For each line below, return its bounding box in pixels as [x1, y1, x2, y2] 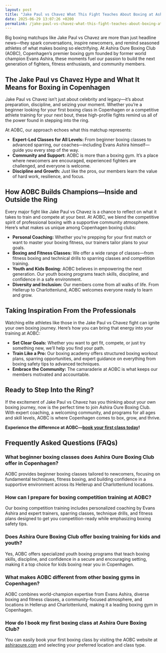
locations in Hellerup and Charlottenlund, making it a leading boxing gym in [5, 602, 158, 608]
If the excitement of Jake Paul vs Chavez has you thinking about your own [5, 399, 156, 405]
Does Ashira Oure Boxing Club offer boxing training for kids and [5, 534, 161, 540]
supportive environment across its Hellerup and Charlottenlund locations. [5, 481, 154, 487]
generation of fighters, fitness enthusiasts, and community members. [5, 61, 146, 67]
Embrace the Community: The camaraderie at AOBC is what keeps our [12, 366, 158, 372]
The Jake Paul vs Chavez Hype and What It [5, 75, 140, 84]
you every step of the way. [25, 147, 80, 153]
